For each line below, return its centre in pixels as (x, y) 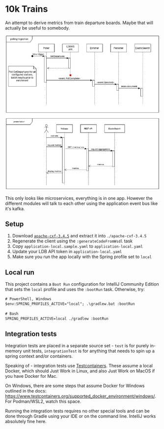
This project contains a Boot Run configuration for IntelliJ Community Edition (82, 284)
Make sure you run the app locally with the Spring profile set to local (82, 257)
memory (14, 351)
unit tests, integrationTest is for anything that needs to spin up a (89, 351)
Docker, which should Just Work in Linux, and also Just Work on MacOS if (80, 371)
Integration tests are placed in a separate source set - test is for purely (77, 346)
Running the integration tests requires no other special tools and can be (77, 411)
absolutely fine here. (26, 422)
